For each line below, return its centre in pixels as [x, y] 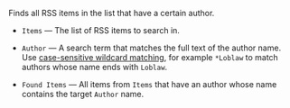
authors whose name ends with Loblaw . [94, 67]
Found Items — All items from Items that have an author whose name [149, 84]
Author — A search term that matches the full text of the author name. [151, 48]
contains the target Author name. [83, 94]
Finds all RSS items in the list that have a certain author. [112, 13]
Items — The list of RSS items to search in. [100, 30]
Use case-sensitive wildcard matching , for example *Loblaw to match [150, 57]
